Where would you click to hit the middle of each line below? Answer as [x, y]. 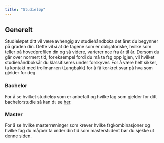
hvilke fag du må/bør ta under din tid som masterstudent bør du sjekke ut [80, 131]
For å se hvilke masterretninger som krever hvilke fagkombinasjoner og [78, 125]
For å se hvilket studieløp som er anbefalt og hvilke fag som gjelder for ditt [81, 96]
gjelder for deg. [21, 73]
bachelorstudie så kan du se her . [38, 102]
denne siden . [19, 136]
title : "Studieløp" [25, 10]
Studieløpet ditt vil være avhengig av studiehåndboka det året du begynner [82, 41]
